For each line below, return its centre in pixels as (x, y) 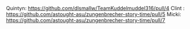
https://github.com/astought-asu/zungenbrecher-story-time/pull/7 (86, 20)
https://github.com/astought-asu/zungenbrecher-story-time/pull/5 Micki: (94, 14)
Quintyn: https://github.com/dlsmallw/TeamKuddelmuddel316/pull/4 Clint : (96, 8)
